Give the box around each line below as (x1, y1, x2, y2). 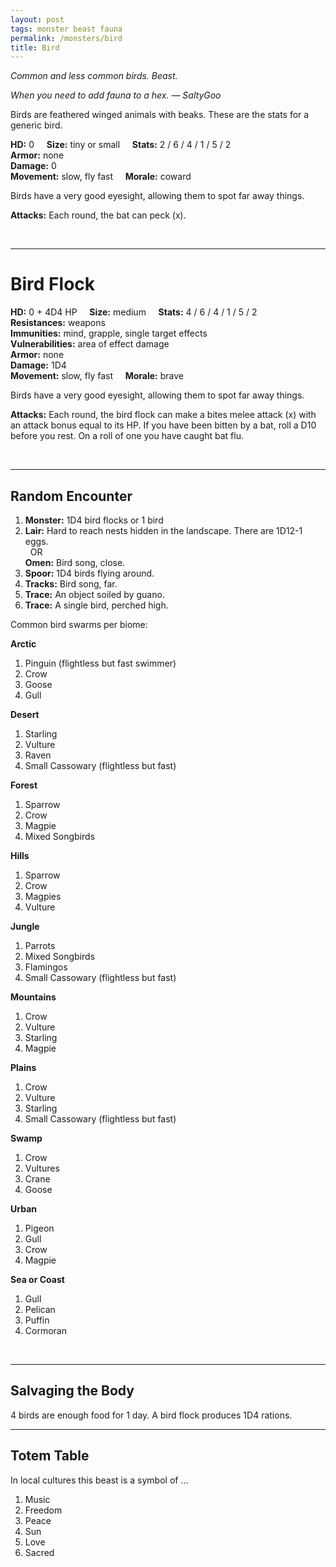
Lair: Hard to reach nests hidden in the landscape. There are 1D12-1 (24, 525, 303, 536)
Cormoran (24, 1325, 67, 1336)
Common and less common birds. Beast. (10, 70, 178, 82)
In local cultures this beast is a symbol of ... (10, 1474, 189, 1486)
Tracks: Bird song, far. (24, 578, 118, 590)
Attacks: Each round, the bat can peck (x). (10, 209, 187, 221)
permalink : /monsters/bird (10, 33, 123, 43)
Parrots (24, 940, 56, 951)
